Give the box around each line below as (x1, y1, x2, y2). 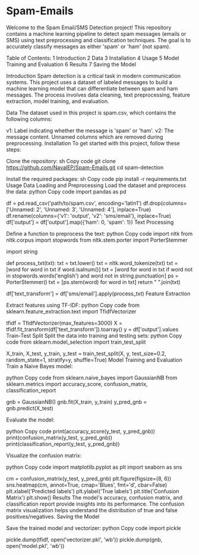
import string (6, 248, 38, 255)
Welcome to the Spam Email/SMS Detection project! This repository (6, 24, 172, 31)
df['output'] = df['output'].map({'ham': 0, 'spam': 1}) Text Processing (6, 219, 174, 226)
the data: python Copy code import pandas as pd (6, 188, 127, 195)
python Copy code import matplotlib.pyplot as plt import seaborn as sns (6, 463, 182, 470)
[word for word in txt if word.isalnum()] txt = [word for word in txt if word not (6, 266, 193, 273)
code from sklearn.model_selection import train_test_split (6, 338, 146, 345)
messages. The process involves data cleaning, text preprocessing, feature (6, 91, 191, 98)
